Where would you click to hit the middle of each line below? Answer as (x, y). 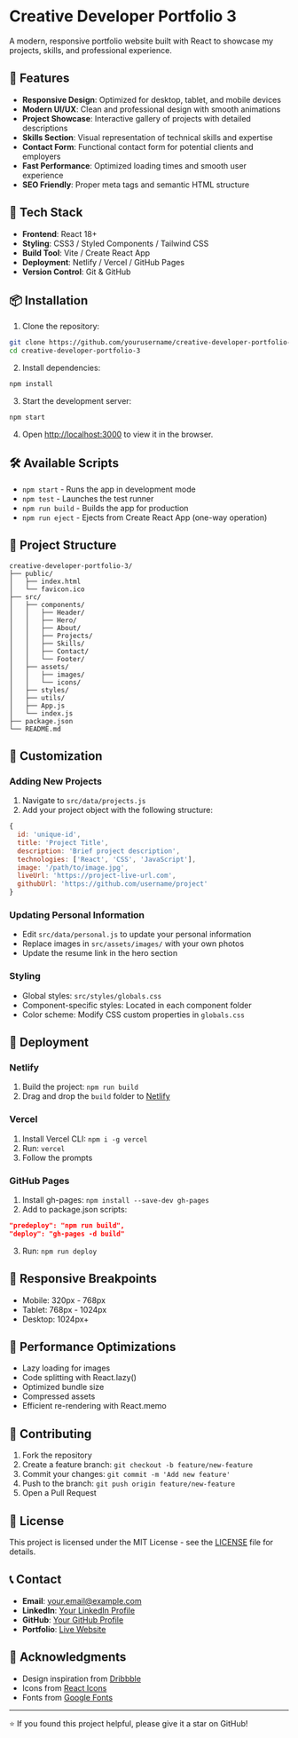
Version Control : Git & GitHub (76, 272)
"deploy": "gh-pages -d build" (67, 1234)
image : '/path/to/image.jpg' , (73, 867)
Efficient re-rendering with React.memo (94, 1406)
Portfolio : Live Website (64, 1629)
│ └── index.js (41, 713)
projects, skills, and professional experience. (91, 50)
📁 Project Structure (63, 545)
